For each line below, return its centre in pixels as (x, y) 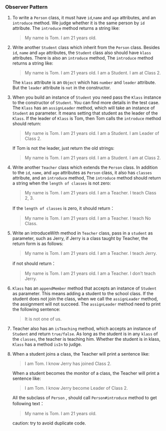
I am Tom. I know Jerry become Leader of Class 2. (76, 388)
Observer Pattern (27, 7)
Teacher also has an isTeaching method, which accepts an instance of (84, 329)
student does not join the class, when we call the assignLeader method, (85, 299)
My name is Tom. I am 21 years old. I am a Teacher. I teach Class (90, 193)
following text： (28, 404)
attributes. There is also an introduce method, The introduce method (83, 58)
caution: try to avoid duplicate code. (49, 423)
